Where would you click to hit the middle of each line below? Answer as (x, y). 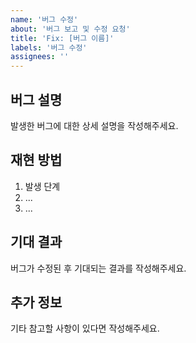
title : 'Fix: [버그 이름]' (62, 38)
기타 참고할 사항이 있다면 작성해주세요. (85, 328)
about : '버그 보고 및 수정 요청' (70, 29)
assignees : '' (40, 57)
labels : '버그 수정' (49, 47)
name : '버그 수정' (44, 19)
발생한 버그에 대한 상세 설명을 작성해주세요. (94, 125)
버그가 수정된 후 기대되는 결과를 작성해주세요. (98, 268)
